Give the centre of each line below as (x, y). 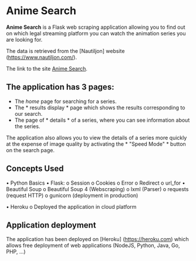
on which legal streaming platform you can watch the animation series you (96, 33)
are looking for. (24, 39)
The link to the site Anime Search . (47, 68)
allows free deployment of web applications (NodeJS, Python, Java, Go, (93, 246)
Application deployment (51, 225)
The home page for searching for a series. (65, 101)
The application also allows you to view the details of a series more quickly (97, 138)
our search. (28, 113)
